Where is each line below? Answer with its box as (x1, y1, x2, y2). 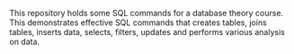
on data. (9, 36, 40, 47)
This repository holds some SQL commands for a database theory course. (9, 8, 284, 18)
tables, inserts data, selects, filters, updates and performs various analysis (9, 27, 285, 37)
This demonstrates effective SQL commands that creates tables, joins (9, 17, 267, 28)
